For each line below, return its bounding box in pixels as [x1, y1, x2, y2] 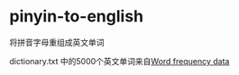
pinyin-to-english [9, 6, 144, 27]
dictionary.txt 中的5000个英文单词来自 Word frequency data [9, 55, 230, 66]
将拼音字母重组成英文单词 [9, 37, 105, 47]
